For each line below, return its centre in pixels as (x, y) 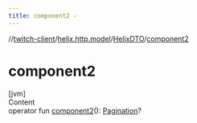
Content (22, 102)
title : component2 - (43, 16)
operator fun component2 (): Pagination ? (75, 110)
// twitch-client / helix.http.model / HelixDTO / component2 (98, 39)
